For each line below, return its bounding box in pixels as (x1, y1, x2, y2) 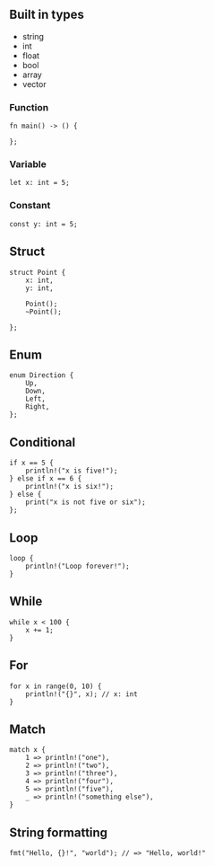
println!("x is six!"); (25, 482, 115, 491)
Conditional (9, 435, 76, 450)
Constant (9, 199, 51, 212)
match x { (9, 746, 47, 755)
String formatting (9, 825, 108, 840)
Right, (25, 402, 50, 411)
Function (9, 101, 49, 113)
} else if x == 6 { (9, 474, 82, 483)
